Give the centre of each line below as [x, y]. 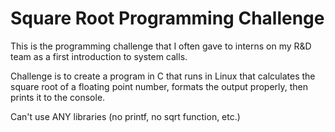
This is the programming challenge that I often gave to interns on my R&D [161, 46]
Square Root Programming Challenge [167, 18]
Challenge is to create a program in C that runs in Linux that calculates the [163, 76]
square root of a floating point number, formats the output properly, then [159, 86]
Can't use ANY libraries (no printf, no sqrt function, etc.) [125, 116]
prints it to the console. [58, 97]
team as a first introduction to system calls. [99, 56]
